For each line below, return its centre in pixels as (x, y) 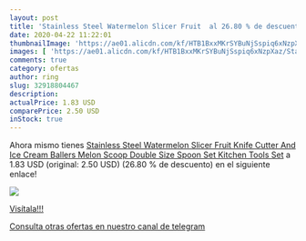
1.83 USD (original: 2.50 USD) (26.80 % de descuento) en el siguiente (140, 165)
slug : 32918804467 (44, 85)
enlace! (23, 175)
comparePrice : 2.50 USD (55, 111)
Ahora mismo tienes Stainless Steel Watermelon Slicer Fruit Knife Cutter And (153, 146)
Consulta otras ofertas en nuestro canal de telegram (107, 226)
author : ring (34, 77)
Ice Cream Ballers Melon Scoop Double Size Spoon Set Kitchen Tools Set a (150, 155)
